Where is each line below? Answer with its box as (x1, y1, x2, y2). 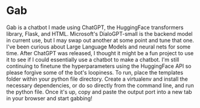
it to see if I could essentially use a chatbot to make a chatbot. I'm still (6, 56, 179, 63)
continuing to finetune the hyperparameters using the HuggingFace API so (6, 62, 192, 70)
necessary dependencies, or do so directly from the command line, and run (6, 81, 195, 89)
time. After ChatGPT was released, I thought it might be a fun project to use (6, 49, 194, 56)
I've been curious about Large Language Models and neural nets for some (6, 43, 191, 50)
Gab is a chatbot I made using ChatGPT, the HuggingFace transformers (6, 24, 184, 31)
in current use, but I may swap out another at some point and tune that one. (6, 36, 195, 44)
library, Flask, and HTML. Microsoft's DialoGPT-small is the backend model (6, 30, 193, 37)
